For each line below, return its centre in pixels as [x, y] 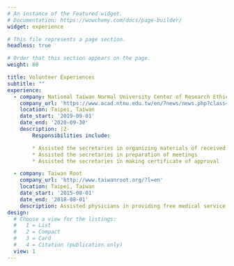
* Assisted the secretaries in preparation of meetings [115, 155]
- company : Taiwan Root [48, 174]
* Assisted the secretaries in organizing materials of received [129, 148]
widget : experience [36, 26]
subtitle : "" [26, 84]
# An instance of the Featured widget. [65, 14]
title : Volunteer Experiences [51, 77]
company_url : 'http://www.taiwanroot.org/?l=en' [92, 180]
